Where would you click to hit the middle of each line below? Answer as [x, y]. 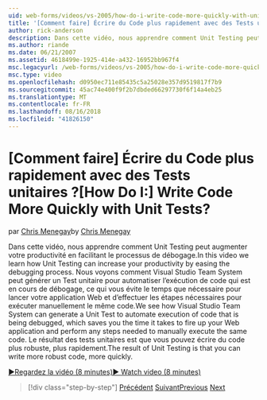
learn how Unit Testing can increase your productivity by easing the [119, 263]
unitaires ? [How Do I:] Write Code [120, 192]
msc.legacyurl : [33, 68]
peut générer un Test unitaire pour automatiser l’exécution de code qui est [130, 280]
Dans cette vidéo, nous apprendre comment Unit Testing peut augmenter [128, 247]
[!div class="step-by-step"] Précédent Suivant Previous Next [126, 387]
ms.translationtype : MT [48, 97]
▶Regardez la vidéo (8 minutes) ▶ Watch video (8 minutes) [104, 371]
